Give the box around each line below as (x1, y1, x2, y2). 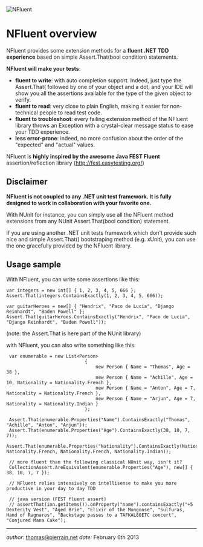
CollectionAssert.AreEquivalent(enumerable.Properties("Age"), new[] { (8, 464, 193, 470)
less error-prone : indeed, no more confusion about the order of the (14, 134, 184, 142)
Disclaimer (6, 177, 48, 187)
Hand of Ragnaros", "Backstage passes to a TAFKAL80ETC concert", (6, 512, 177, 518)
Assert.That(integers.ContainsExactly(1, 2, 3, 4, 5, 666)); (6, 292, 164, 299)
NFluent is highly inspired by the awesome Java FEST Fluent (6, 152, 160, 160)
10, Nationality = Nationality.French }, (6, 379, 112, 385)
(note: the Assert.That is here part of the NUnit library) (6, 330, 141, 337)
